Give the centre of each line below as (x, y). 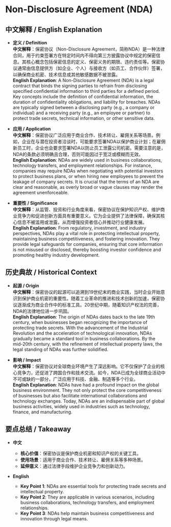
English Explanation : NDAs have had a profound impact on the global (86, 385)
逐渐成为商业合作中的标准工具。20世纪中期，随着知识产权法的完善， (89, 305)
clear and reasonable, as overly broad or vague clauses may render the (88, 187)
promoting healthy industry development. (56, 255)
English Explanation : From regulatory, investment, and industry (79, 228)
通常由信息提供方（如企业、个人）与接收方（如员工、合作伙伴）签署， (91, 68)
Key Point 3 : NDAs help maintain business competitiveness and (87, 513)
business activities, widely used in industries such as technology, (81, 406)
